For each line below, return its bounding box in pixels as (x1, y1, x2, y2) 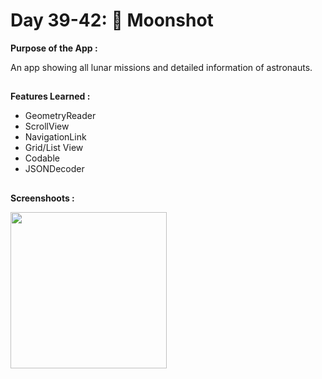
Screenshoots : (10, 192, 75, 204)
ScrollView (24, 120, 70, 133)
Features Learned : (10, 90, 91, 103)
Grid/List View (24, 142, 84, 154)
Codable (24, 152, 60, 164)
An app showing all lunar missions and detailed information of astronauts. (10, 61, 313, 73)
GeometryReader (24, 110, 97, 122)
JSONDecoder (24, 163, 85, 175)
